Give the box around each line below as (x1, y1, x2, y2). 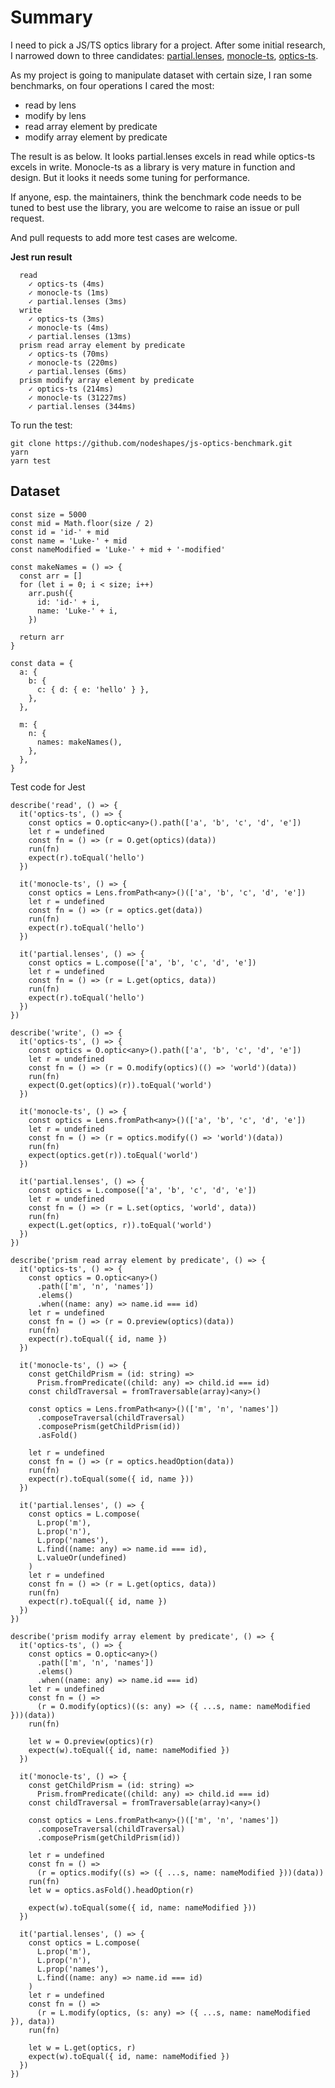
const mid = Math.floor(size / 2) (10, 518, 155, 528)
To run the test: (10, 419, 73, 431)
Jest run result (10, 251, 73, 263)
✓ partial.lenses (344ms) (28, 401, 137, 411)
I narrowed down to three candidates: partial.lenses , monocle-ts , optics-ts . (10, 49, 319, 61)
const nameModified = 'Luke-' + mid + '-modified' (10, 544, 226, 555)
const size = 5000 (10, 509, 87, 520)
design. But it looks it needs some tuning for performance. (10, 171, 251, 183)
